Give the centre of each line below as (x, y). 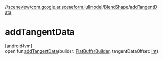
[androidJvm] (19, 46)
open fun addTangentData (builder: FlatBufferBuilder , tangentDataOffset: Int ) (81, 51)
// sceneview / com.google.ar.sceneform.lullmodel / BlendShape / (68, 7)
